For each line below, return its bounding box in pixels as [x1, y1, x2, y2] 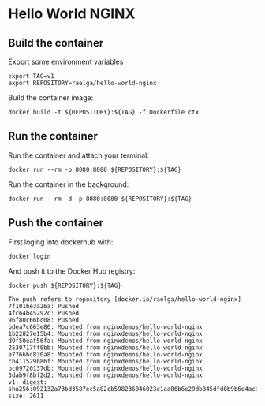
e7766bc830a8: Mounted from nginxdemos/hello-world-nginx [8, 350, 203, 359]
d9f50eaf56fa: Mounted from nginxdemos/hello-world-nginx [8, 337, 203, 345]
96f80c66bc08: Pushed [8, 316, 80, 324]
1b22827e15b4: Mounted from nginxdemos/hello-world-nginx [8, 330, 203, 337]
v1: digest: [8, 378, 47, 386]
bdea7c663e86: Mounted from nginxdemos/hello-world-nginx [8, 322, 203, 331]
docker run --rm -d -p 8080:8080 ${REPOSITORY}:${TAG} [8, 195, 192, 203]
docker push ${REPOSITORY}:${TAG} [8, 281, 122, 289]
